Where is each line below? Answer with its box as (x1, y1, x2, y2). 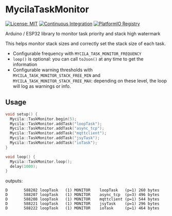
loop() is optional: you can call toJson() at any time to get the (12, 55, 144, 62)
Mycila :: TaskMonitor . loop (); (10, 159, 72, 164)
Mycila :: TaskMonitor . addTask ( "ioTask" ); (10, 140, 98, 145)
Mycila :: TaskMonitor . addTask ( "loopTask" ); (10, 121, 102, 126)
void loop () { (5, 154, 36, 160)
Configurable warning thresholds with (12, 67, 93, 73)
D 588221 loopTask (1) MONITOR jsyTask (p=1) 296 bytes (5, 201, 160, 206)
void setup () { (5, 111, 38, 116)
